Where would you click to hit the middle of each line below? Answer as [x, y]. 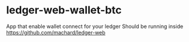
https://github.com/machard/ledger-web [56, 32]
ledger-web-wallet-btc [64, 10]
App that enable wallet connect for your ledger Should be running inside [95, 26]
